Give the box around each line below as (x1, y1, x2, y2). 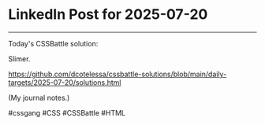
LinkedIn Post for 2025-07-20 (8, 6, 208, 24)
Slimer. (8, 53, 31, 64)
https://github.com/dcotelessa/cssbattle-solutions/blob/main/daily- (8, 69, 227, 79)
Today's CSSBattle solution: (8, 39, 99, 48)
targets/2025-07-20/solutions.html (8, 77, 121, 87)
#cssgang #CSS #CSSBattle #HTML (8, 108, 126, 117)
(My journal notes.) (8, 93, 70, 102)
